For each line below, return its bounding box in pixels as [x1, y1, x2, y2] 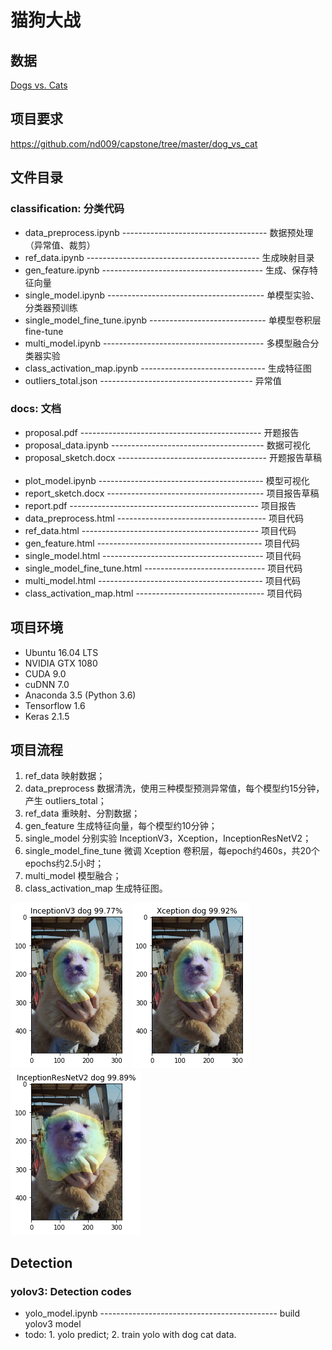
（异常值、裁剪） [24, 239, 96, 251]
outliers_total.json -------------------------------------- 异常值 [24, 374, 282, 386]
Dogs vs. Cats [10, 79, 68, 91]
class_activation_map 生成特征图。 [24, 882, 168, 895]
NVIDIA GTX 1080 [24, 657, 98, 669]
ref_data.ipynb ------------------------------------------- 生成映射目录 [24, 251, 315, 263]
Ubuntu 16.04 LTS [24, 646, 99, 658]
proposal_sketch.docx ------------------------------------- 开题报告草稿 [24, 451, 322, 463]
